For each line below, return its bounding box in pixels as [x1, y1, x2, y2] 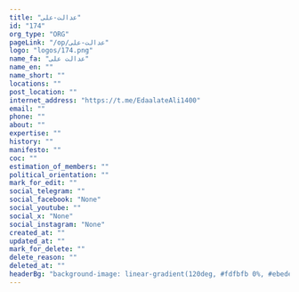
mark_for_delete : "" [9, 245, 86, 254]
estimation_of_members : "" [9, 162, 109, 171]
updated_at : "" [9, 237, 66, 246]
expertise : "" [9, 129, 62, 138]
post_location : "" [9, 87, 77, 96]
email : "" [9, 104, 46, 113]
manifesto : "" [9, 145, 62, 154]
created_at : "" [9, 228, 66, 237]
